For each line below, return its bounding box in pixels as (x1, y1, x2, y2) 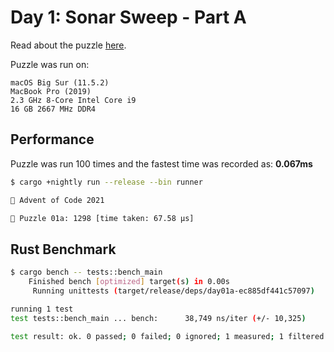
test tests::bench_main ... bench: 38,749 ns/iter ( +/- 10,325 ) (10, 313, 307, 323)
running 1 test (10, 304, 74, 314)
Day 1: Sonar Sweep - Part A (10, 6, 247, 29)
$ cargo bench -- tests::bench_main (10, 267, 163, 278)
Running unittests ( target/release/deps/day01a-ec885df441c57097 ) (32, 286, 315, 296)
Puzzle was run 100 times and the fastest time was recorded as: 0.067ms (10, 157, 313, 170)
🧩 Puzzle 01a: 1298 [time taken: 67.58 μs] (10, 213, 195, 223)
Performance (10, 131, 95, 148)
